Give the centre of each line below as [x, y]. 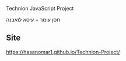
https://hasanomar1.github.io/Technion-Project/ [63, 52]
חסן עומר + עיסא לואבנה [33, 19]
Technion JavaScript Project [40, 8]
